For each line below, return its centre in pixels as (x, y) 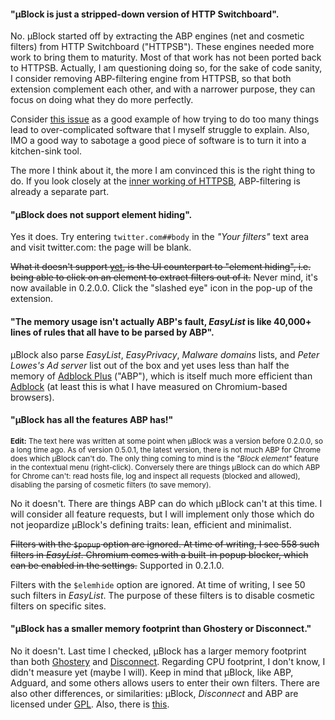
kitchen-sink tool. (46, 151)
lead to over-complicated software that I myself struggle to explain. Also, (160, 130)
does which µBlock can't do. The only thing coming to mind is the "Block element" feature (164, 458)
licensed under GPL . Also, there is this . (90, 704)
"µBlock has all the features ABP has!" (92, 420)
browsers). (32, 397)
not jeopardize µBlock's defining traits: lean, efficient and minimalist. (151, 524)
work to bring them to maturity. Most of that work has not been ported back (166, 57)
